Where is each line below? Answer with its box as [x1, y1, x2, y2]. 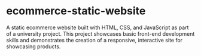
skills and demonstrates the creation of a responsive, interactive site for [6, 36, 183, 43]
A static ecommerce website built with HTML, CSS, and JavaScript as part [6, 24, 189, 31]
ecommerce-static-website [6, 4, 146, 18]
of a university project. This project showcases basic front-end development [6, 30, 195, 37]
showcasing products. [6, 43, 61, 50]
